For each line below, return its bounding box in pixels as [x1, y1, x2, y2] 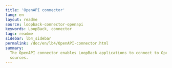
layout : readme [5, 17, 38, 22]
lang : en [5, 12, 24, 17]
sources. [10, 55, 29, 60]
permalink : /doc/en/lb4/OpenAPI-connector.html [5, 41, 109, 46]
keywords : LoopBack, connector [5, 27, 72, 32]
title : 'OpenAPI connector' [5, 7, 66, 13]
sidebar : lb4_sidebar [5, 36, 52, 41]
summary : [5, 46, 24, 51]
